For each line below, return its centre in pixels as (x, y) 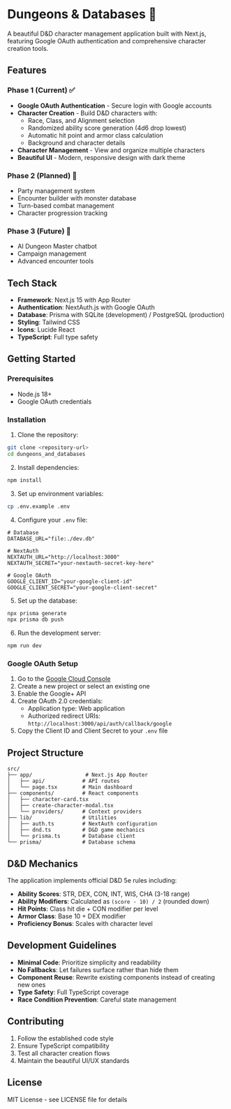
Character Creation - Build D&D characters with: (88, 113)
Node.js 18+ (35, 394)
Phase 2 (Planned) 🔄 (42, 175)
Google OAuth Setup (43, 664)
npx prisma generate (37, 613)
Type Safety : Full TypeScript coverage (73, 992)
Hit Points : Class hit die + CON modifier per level (88, 909)
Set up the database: (47, 601)
